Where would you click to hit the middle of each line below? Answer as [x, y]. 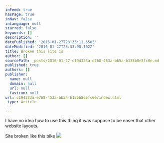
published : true [22, 65]
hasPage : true [20, 14]
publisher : [16, 74]
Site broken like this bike [30, 136]
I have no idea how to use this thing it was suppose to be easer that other [81, 121]
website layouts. [22, 126]
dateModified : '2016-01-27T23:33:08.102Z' [50, 47]
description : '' [22, 38]
